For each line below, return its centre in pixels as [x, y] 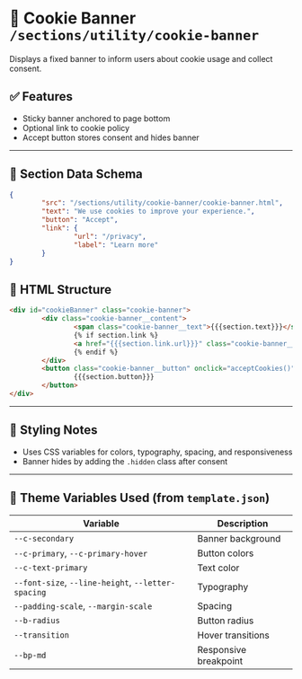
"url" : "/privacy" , [110, 236]
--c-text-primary [51, 568]
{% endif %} [96, 352]
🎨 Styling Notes [53, 430]
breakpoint [220, 661]
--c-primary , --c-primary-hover [81, 553]
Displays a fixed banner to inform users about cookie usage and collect [141, 58]
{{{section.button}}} [114, 377]
